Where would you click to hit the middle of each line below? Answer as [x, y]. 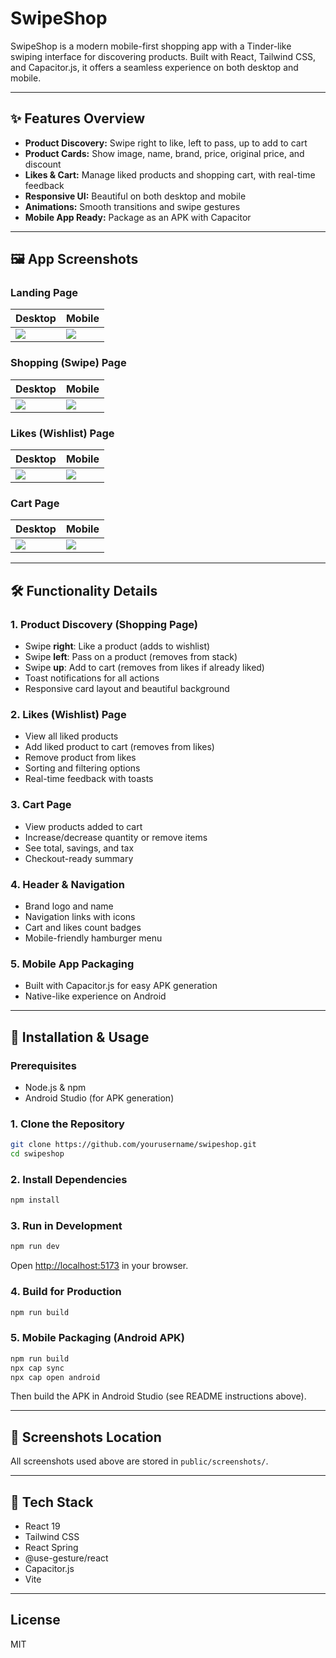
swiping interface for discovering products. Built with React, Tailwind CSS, [163, 56]
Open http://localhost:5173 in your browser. [99, 1266]
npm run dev [35, 1247]
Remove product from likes [80, 758]
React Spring [51, 1547]
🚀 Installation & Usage [80, 1037]
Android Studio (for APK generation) [99, 1098]
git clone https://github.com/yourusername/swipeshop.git [133, 1145]
